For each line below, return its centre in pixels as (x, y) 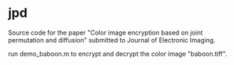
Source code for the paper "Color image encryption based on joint (106, 32)
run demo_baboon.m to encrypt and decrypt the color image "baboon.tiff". (118, 54)
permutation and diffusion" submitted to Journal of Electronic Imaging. (112, 40)
